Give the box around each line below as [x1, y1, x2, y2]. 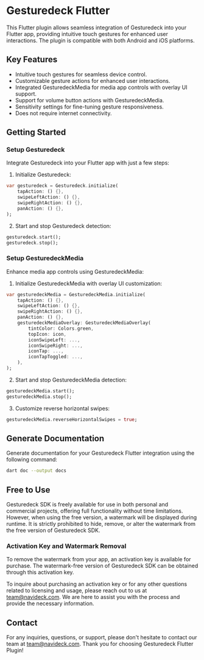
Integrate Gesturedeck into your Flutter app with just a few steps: [6, 159, 169, 166]
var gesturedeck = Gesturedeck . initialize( [6, 183, 119, 189]
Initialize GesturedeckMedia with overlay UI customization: [15, 280, 163, 287]
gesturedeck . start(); [6, 234, 62, 240]
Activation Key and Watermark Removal [6, 542, 127, 550]
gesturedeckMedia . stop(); [6, 394, 72, 400]
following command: [6, 456, 58, 463]
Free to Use [6, 484, 51, 495]
